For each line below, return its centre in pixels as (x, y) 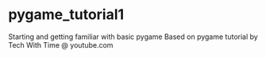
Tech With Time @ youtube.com (61, 44)
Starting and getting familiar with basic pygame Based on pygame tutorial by (133, 37)
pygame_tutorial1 (66, 15)
